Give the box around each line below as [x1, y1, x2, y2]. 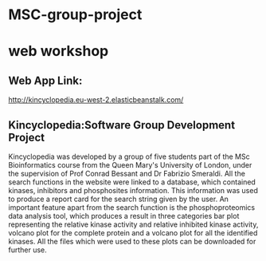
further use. [8, 245, 48, 255]
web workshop [8, 42, 109, 61]
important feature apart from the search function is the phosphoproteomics [8, 203, 256, 212]
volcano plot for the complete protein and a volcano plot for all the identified [8, 228, 258, 237]
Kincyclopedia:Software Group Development [8, 118, 236, 132]
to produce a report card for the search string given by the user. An [8, 194, 229, 204]
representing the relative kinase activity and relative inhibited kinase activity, [8, 219, 259, 229]
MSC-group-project [8, 6, 143, 24]
